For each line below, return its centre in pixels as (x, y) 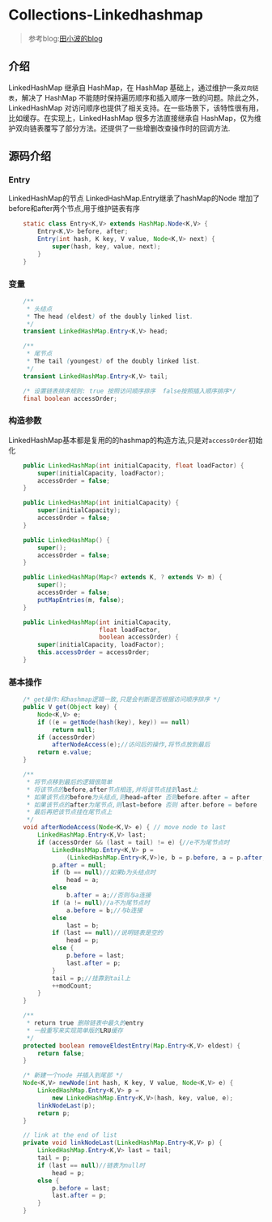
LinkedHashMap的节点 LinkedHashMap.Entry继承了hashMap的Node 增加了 (134, 198)
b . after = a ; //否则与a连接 (108, 895)
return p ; (54, 1113)
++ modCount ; (72, 986)
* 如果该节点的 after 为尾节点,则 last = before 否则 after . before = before (142, 805)
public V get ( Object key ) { (70, 708)
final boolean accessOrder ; (70, 398)
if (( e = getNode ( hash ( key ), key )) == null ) (114, 722)
